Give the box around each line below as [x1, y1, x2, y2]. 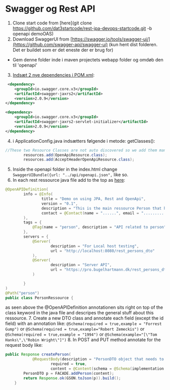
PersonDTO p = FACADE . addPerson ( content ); [23, 371, 114, 376]
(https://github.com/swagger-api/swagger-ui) [12, 41, 108, 47]
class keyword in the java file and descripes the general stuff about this [5, 310, 154, 316]
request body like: [5, 342, 43, 348]
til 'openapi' [12, 62, 37, 68]
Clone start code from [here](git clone [12, 20, 92, 26]
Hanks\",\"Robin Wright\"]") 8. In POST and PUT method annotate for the [5, 337, 161, 343]
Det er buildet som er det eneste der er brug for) [12, 47, 114, 53]
